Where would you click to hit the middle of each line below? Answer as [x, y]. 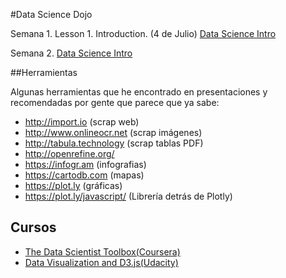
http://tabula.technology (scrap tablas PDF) [114, 143]
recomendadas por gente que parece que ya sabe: [115, 102]
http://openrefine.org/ [69, 153]
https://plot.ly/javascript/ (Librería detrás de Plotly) [128, 196]
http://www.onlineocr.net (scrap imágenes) [113, 132]
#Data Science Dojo [51, 14]
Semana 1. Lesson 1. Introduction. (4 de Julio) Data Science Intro [143, 33]
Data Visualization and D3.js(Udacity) [101, 262]
